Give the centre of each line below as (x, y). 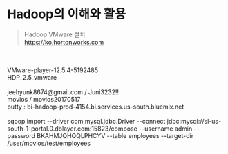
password (21, 135)
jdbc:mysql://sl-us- (194, 121)
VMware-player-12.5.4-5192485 (53, 70)
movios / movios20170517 (44, 99)
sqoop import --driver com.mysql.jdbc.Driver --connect (86, 121)
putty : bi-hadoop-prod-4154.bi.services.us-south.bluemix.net (96, 107)
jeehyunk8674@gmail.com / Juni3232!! (63, 92)
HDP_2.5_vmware (32, 77)
